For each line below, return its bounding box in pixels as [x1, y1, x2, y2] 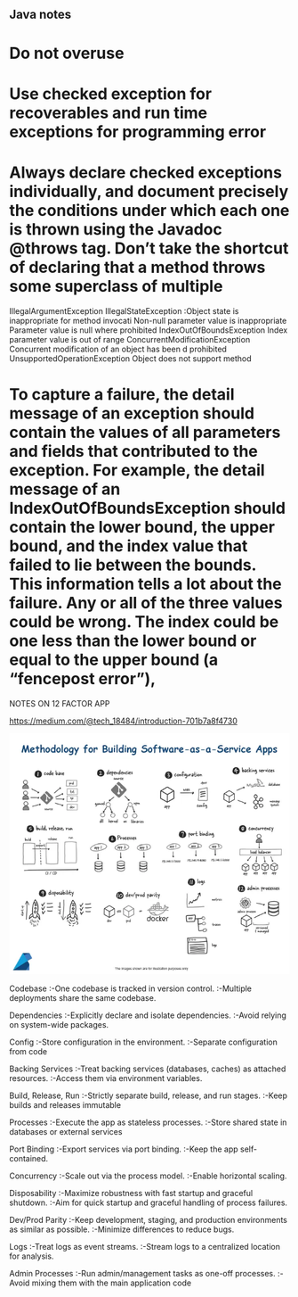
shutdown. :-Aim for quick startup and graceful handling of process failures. [9, 1197, 287, 1208]
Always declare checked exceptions [9, 162, 283, 182]
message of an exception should [9, 403, 255, 423]
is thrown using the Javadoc [9, 219, 222, 239]
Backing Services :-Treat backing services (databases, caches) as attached [9, 1063, 286, 1074]
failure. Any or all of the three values [9, 592, 283, 613]
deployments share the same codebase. [9, 992, 157, 1003]
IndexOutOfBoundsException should [9, 498, 286, 518]
